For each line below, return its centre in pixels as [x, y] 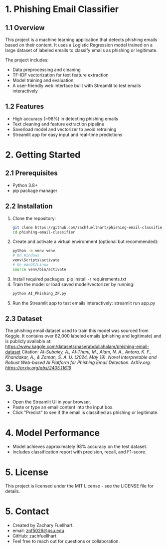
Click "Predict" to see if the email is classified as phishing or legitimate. [85, 412]
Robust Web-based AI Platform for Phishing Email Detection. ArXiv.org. [78, 362]
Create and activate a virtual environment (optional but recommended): [85, 241]
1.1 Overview [25, 28]
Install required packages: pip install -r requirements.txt [69, 279]
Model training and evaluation [43, 80]
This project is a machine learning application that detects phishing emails [81, 39]
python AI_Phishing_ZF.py [39, 293]
